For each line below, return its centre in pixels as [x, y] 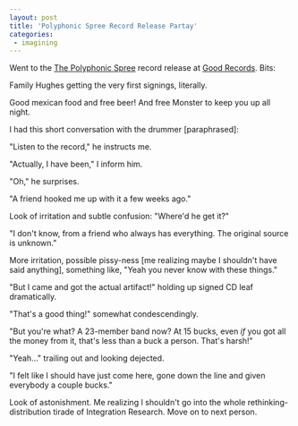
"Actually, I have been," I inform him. [76, 164]
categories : [31, 34]
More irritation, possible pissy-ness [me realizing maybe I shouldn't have [143, 260]
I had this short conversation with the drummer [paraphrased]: [124, 130]
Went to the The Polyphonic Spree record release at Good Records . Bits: [142, 68]
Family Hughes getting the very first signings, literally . [108, 85]
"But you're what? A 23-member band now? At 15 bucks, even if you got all [148, 331]
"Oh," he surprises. [44, 182]
